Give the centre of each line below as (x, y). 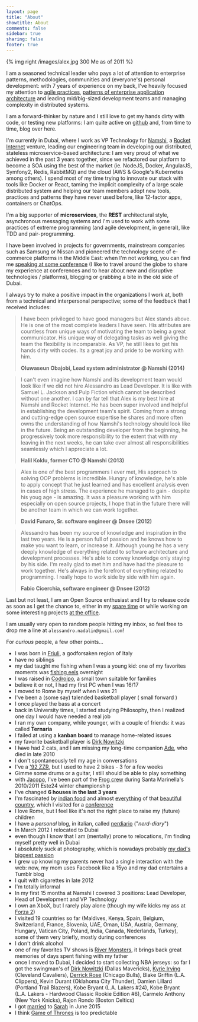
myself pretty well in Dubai (47, 842)
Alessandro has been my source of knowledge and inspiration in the (103, 532)
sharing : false (25, 39)
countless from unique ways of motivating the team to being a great (103, 331)
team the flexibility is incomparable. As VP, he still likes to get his (99, 344)
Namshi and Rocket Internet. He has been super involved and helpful (104, 405)
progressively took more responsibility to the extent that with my (99, 436)
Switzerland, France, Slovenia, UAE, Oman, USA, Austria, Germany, (96, 924)
